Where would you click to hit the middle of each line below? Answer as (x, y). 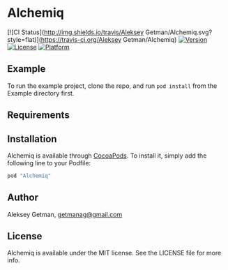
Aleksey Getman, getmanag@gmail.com (65, 214)
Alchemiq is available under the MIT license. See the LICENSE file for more (114, 253)
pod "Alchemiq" (29, 176)
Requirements (38, 115)
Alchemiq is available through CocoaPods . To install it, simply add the (107, 156)
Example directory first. (41, 93)
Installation (32, 138)
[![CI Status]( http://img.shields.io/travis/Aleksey (76, 32)
